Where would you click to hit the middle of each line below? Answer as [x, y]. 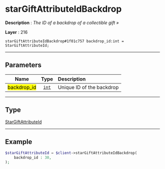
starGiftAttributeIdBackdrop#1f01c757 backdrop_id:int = [65, 41]
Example [19, 142]
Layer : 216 [16, 32]
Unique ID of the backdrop [88, 87]
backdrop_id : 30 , [33, 158]
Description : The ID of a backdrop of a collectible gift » [62, 23]
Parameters [23, 65]
